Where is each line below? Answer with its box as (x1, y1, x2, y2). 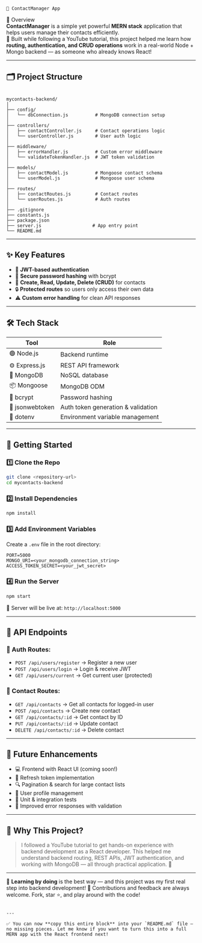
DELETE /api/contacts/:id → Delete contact (14, 726, 124, 733)
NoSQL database (60, 371, 109, 379)
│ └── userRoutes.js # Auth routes (6, 196, 130, 202)
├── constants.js (6, 212, 50, 218)
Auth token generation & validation (60, 403, 158, 411)
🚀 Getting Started (6, 440, 73, 450)
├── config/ (6, 107, 36, 113)
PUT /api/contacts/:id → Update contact (14, 720, 118, 727)
